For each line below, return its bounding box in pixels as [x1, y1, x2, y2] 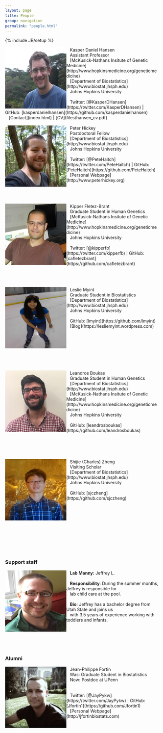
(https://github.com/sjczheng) [66, 496, 127, 501]
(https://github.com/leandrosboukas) [66, 427, 141, 434]
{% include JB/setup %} [5, 37, 54, 44]
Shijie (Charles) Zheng [70, 459, 115, 465]
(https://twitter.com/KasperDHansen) [66, 105, 141, 110]
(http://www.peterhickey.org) [66, 177, 125, 183]
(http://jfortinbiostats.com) [66, 713, 120, 719]
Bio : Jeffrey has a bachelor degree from [70, 601, 151, 607]
